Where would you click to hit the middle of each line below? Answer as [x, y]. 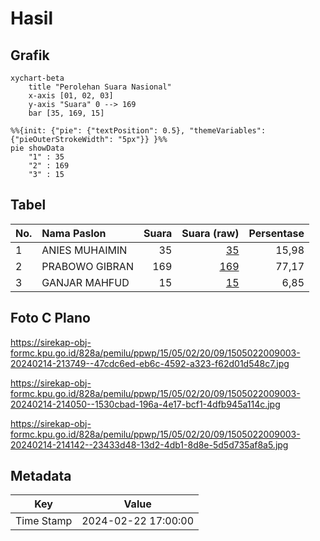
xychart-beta [37, 78]
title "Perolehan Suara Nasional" [100, 87]
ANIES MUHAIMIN [84, 250]
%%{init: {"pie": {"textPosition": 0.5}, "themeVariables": [138, 131]
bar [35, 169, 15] [66, 113]
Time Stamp [44, 521]
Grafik [30, 55]
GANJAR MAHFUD [85, 282]
